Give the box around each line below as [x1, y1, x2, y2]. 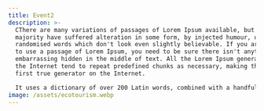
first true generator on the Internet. [15, 70, 146, 77]
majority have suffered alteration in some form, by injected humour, [15, 33, 251, 41]
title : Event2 [8, 11, 55, 20]
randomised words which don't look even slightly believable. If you [15, 41, 247, 48]
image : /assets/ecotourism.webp [8, 91, 114, 98]
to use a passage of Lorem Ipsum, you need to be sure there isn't [15, 48, 241, 55]
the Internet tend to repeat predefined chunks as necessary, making [15, 63, 247, 70]
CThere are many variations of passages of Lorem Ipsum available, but [15, 26, 255, 34]
